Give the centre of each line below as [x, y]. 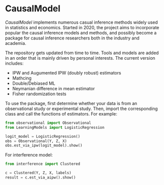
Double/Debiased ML [34, 83]
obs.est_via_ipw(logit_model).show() [44, 146]
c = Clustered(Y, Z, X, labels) [38, 173]
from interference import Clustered [43, 164]
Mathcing [22, 78]
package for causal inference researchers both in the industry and [72, 38]
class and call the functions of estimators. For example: [61, 113]
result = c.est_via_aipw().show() [41, 178]
